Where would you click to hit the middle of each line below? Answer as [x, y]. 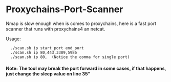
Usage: [13, 39]
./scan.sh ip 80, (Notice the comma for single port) [70, 57]
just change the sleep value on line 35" [48, 74]
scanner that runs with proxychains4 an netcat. [56, 29]
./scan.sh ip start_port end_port [47, 48]
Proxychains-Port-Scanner [65, 9]
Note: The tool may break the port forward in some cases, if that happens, [86, 68]
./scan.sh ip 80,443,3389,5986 [44, 52]
